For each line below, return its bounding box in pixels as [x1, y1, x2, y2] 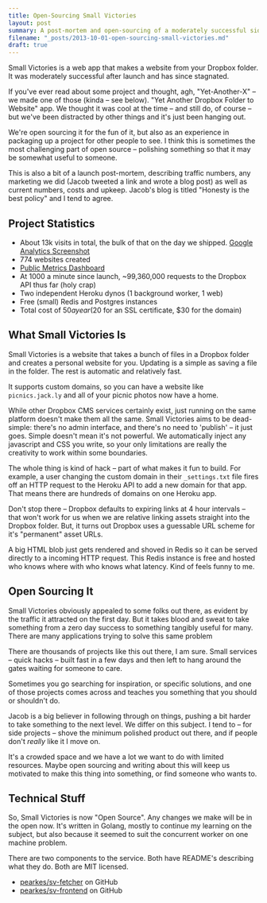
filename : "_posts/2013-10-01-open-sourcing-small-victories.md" [8, 33, 229, 42]
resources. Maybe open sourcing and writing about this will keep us [8, 760, 230, 769]
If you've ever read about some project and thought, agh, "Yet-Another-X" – [8, 87, 257, 96]
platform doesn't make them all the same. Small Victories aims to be [8, 414, 230, 424]
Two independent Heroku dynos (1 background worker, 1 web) [19, 288, 224, 298]
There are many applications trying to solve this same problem [8, 631, 213, 641]
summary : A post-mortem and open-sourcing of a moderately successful [8, 26, 247, 34]
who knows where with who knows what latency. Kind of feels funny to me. [8, 561, 255, 571]
